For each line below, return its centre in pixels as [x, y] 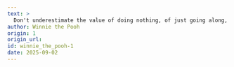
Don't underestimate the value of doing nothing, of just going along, [121, 20]
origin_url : [25, 40]
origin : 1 [22, 33]
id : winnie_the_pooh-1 [40, 46]
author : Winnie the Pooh [44, 27]
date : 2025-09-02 [33, 53]
